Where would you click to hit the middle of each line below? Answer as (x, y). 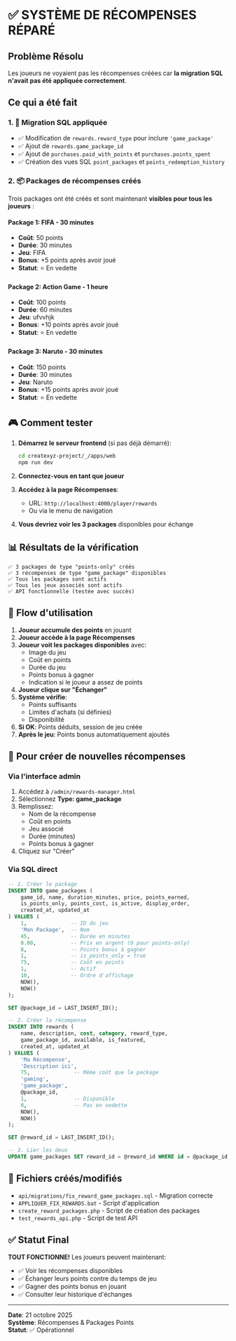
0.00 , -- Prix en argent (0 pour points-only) (105, 943)
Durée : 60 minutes (45, 310)
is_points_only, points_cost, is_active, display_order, (105, 904)
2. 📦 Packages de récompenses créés (75, 180)
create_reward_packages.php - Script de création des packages (109, 1210)
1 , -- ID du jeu (65, 923)
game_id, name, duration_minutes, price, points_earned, (105, 897)
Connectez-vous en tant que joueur (71, 476)
